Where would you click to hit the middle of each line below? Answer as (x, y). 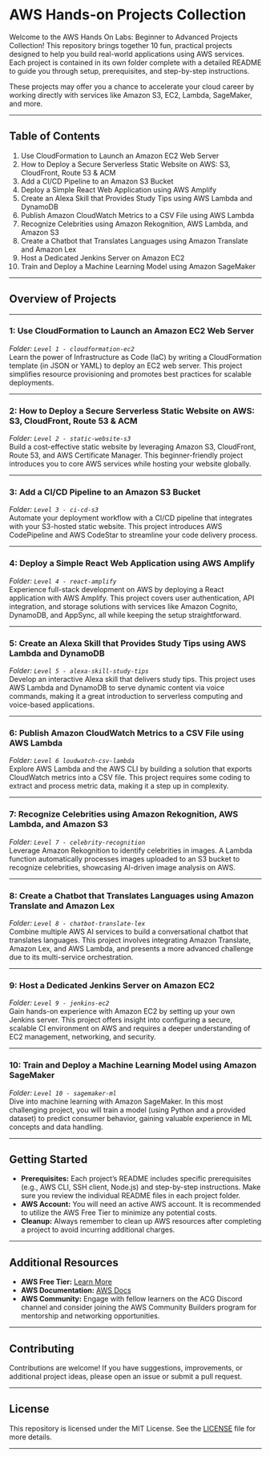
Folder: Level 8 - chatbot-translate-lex (77, 922)
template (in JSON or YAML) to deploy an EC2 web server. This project (126, 365)
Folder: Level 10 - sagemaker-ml (63, 1092)
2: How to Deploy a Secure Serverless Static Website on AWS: (132, 410)
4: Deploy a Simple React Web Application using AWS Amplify (132, 563)
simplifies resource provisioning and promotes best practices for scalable (130, 373)
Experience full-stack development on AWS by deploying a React (117, 589)
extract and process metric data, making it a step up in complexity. (119, 786)
